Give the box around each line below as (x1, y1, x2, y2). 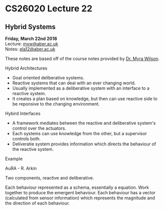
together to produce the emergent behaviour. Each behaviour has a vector (5, 190, 156, 195)
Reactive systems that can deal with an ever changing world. (12, 80, 136, 86)
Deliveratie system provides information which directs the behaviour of (12, 141, 156, 147)
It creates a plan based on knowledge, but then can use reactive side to (12, 96, 158, 102)
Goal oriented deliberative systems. (12, 75, 85, 80)
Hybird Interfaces (5, 110, 41, 116)
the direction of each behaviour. (5, 200, 70, 206)
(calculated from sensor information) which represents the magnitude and (5, 195, 155, 201)
